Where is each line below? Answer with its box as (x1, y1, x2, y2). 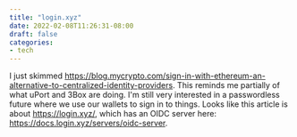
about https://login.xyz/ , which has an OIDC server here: (9, 109, 217, 119)
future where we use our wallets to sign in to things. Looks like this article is (9, 99, 288, 109)
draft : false (9, 29, 58, 38)
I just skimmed (9, 70, 63, 81)
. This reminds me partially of (173, 80, 280, 91)
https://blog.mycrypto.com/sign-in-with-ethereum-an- (64, 70, 266, 81)
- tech (9, 46, 34, 55)
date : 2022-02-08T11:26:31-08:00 (9, 21, 134, 30)
